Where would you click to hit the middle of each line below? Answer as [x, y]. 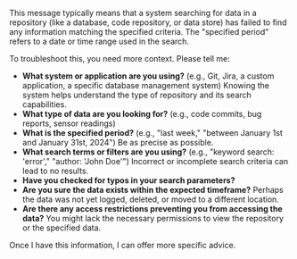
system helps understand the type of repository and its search [136, 95]
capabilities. [44, 104]
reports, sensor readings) [69, 123]
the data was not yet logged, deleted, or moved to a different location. [150, 199]
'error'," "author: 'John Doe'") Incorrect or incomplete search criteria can [155, 161]
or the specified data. [62, 228]
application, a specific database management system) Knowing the [146, 85]
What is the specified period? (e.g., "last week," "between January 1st [152, 133]
